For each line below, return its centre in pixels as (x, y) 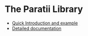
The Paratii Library (44, 9)
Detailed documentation (37, 28)
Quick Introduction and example (45, 23)
